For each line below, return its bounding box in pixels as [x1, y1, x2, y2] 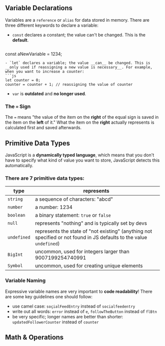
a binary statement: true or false [35, 212, 111, 219]
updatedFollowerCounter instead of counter [12, 319, 99, 325]
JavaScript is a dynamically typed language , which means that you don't [5, 152, 154, 158]
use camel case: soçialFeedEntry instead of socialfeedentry [12, 303, 136, 309]
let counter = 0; [5, 77, 41, 83]
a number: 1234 [35, 204, 73, 211]
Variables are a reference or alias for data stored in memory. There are [5, 17, 150, 23]
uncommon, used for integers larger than [35, 248, 130, 255]
